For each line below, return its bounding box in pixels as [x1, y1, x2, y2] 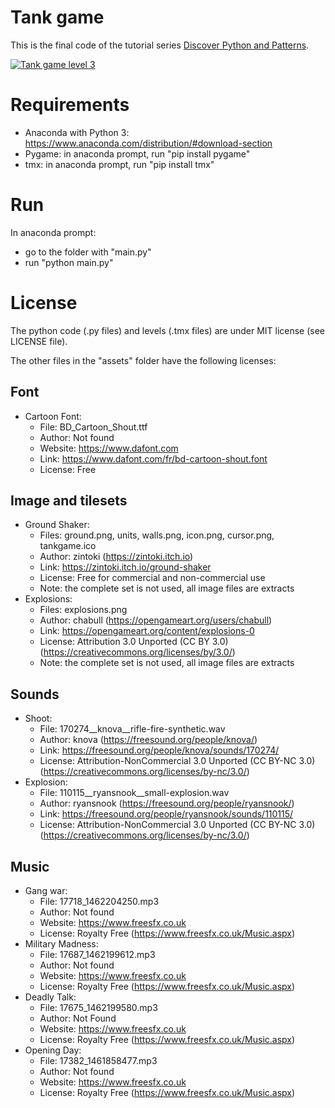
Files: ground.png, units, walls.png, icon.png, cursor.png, [39, 529, 275, 541]
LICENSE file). [10, 335, 68, 347]
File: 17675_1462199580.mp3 [39, 1002, 158, 1013]
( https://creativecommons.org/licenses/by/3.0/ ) [39, 646, 236, 658]
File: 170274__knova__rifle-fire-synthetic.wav [39, 723, 226, 735]
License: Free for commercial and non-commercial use [39, 572, 266, 584]
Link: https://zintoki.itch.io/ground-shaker [39, 561, 212, 573]
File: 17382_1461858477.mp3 [39, 1055, 158, 1066]
